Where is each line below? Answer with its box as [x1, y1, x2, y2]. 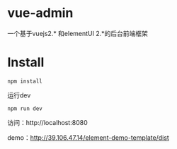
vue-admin [7, 5, 74, 21]
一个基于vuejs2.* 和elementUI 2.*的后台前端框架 [7, 29, 149, 37]
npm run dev [7, 105, 42, 112]
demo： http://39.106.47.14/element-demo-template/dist [7, 133, 170, 142]
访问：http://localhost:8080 [7, 118, 88, 126]
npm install [7, 78, 42, 85]
